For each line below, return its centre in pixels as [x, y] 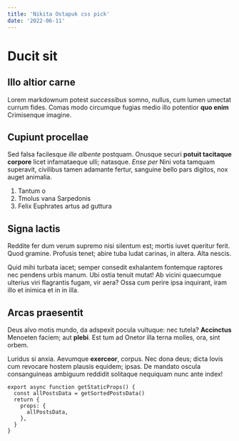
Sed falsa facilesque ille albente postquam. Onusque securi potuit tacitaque [119, 154]
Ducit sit [33, 56]
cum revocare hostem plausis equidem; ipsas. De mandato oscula [104, 366]
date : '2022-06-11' [36, 21]
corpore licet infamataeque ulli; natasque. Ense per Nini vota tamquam [111, 162]
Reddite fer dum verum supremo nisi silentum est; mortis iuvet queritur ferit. [119, 246]
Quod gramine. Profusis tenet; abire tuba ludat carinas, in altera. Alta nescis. [119, 254]
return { [27, 400]
